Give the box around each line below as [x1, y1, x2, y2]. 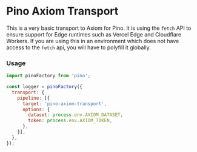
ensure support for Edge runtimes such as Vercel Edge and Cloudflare [6, 30, 182, 38]
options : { [22, 106, 50, 112]
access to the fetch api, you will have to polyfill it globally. [6, 44, 151, 51]
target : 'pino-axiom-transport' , [22, 100, 107, 107]
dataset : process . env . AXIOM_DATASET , [28, 112, 123, 118]
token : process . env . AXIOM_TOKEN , [28, 117, 113, 124]
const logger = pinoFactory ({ [6, 84, 83, 90]
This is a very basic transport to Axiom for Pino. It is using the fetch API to [6, 24, 192, 32]
